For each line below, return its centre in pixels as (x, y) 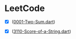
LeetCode (25, 8)
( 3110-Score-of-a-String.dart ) (41, 31)
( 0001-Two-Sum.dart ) (33, 22)
